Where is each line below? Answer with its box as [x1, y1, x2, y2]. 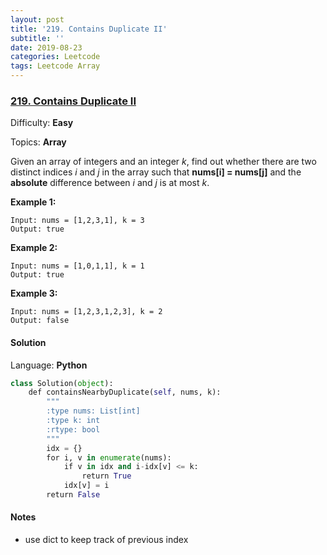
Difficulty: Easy [10, 117, 74, 129]
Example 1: [10, 196, 57, 208]
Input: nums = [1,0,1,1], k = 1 [10, 261, 145, 271]
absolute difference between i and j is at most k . [10, 177, 210, 189]
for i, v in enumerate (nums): [46, 452, 172, 463]
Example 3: [10, 287, 58, 300]
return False [46, 490, 101, 500]
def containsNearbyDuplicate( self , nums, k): [28, 387, 222, 398]
